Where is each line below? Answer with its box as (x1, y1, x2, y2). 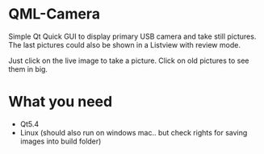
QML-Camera (8, 5, 101, 23)
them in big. (8, 64, 48, 73)
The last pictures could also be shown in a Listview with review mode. (8, 40, 241, 49)
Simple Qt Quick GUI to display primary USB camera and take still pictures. (8, 31, 257, 41)
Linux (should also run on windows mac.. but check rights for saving (19, 127, 248, 137)
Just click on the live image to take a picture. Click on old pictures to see (8, 56, 249, 65)
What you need (8, 93, 113, 111)
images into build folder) (19, 136, 102, 146)
